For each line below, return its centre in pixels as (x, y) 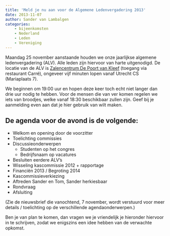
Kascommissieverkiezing (38, 176)
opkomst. (15, 228)
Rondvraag (24, 187)
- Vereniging (28, 43)
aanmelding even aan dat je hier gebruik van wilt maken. (64, 105)
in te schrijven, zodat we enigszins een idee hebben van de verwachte (79, 222)
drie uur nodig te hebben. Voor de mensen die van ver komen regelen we (81, 94)
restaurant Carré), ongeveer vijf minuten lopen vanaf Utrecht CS (72, 73)
